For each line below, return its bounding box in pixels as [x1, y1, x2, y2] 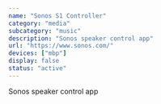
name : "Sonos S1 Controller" [8, 11, 107, 20]
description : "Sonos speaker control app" [8, 34, 154, 43]
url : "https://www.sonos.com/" [8, 42, 114, 50]
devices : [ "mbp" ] [8, 49, 67, 57]
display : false [8, 57, 60, 65]
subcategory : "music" [8, 27, 82, 35]
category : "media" [8, 19, 70, 27]
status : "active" [8, 64, 67, 73]
